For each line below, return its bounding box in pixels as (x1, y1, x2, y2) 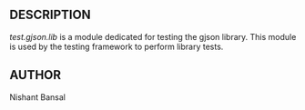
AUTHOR (9, 67, 62, 83)
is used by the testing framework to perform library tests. (9, 41, 224, 52)
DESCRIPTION (9, 7, 91, 23)
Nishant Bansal (9, 91, 66, 103)
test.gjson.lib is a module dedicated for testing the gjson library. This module (9, 31, 297, 42)
